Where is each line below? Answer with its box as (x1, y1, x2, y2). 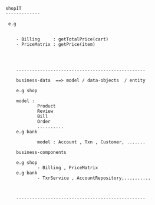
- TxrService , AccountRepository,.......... (37, 175, 151, 181)
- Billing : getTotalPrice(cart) (16, 36, 109, 42)
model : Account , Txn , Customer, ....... (37, 139, 146, 145)
